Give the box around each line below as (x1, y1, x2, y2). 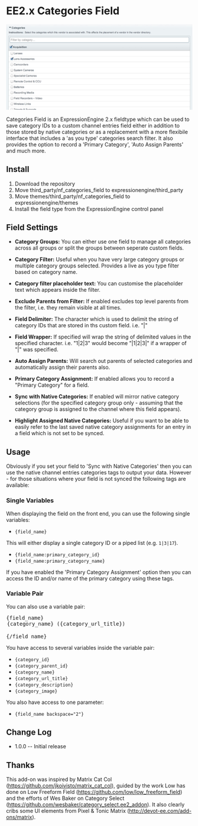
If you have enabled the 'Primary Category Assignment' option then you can (6, 568, 191, 576)
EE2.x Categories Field (6, 4, 120, 18)
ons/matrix (6, 814, 33, 821)
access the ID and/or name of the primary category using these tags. (6, 575, 174, 582)
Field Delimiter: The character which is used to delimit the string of (14, 315, 178, 323)
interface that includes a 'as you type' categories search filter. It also (6, 135, 173, 142)
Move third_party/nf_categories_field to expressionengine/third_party (14, 186, 183, 193)
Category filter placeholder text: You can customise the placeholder (14, 280, 183, 287)
